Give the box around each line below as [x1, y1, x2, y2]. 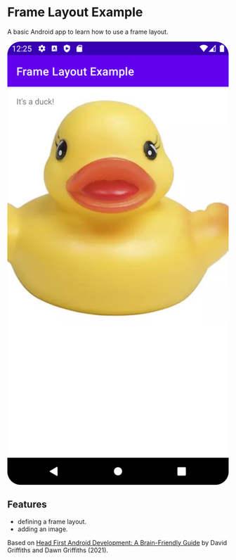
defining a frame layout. [17, 517, 86, 526]
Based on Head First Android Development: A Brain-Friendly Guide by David [7, 538, 228, 547]
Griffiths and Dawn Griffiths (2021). [7, 546, 109, 554]
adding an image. [17, 525, 68, 533]
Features [7, 499, 47, 511]
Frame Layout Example [7, 4, 143, 20]
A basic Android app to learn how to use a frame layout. [7, 27, 169, 36]
